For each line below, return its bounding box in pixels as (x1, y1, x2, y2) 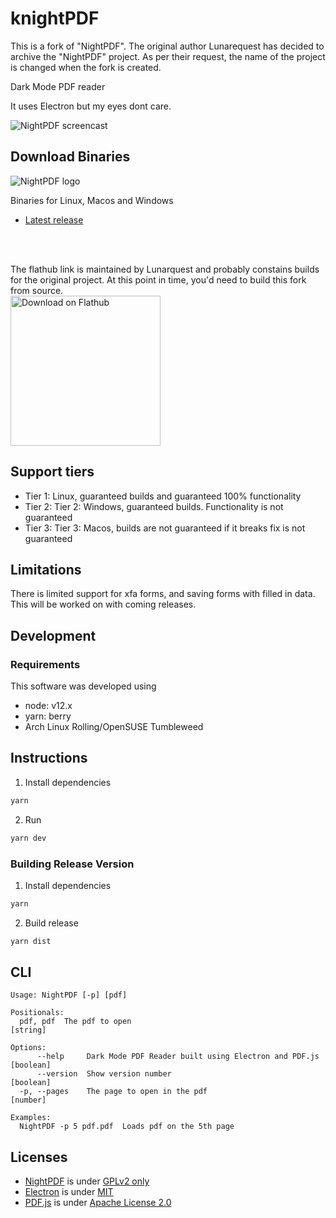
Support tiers (10, 463, 95, 481)
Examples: (10, 1113, 52, 1123)
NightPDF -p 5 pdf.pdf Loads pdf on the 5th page (19, 1122, 235, 1132)
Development (10, 627, 97, 644)
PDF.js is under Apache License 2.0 (24, 1197, 172, 1209)
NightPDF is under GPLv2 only (24, 1175, 150, 1187)
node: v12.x (24, 700, 73, 712)
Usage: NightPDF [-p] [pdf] (10, 990, 128, 1001)
